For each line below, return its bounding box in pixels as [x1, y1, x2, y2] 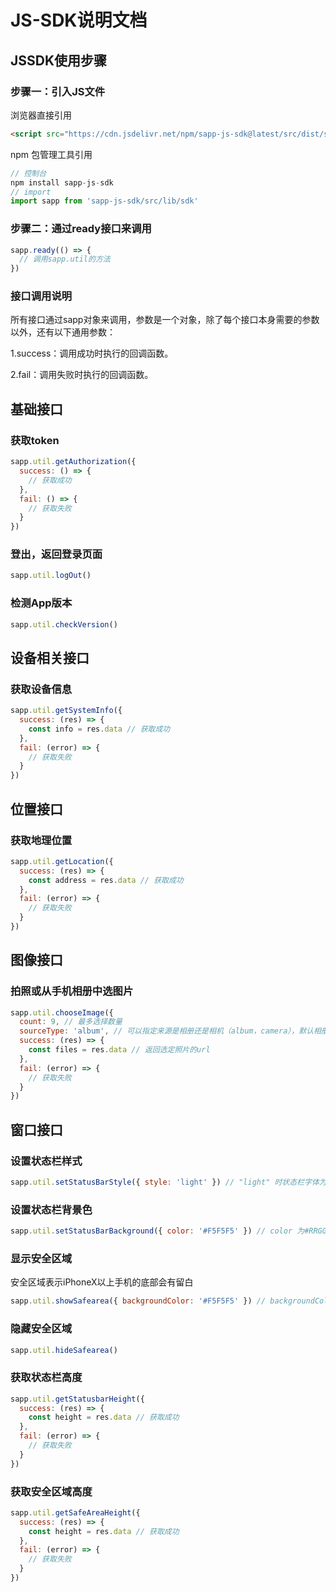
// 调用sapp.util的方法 [19, 254, 111, 265]
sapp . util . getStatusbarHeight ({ [10, 1394, 145, 1404]
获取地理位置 [10, 833, 73, 847]
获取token [10, 433, 60, 447]
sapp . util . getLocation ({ [10, 856, 114, 866]
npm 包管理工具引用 [10, 148, 93, 160]
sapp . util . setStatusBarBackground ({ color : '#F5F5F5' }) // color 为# [10, 1226, 310, 1236]
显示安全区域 [10, 1251, 73, 1265]
